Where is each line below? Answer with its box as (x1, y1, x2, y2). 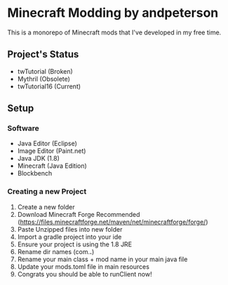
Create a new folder (17, 202, 75, 211)
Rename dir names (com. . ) (17, 247, 95, 256)
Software (7, 124, 40, 133)
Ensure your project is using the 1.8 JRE (17, 240, 132, 248)
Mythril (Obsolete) (17, 74, 70, 83)
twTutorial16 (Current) (17, 82, 81, 91)
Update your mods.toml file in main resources (17, 262, 149, 271)
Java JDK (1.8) (17, 154, 60, 163)
